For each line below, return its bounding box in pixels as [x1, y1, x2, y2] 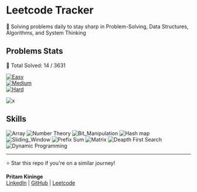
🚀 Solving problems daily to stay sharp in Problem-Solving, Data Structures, [6, 23, 189, 30]
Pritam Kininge [6, 173, 43, 180]
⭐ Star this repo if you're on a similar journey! [6, 159, 116, 166]
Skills [6, 114, 26, 124]
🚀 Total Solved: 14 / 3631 [6, 62, 66, 69]
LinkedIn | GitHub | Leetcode [6, 179, 76, 186]
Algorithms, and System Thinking [6, 29, 86, 36]
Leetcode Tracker [6, 4, 94, 17]
